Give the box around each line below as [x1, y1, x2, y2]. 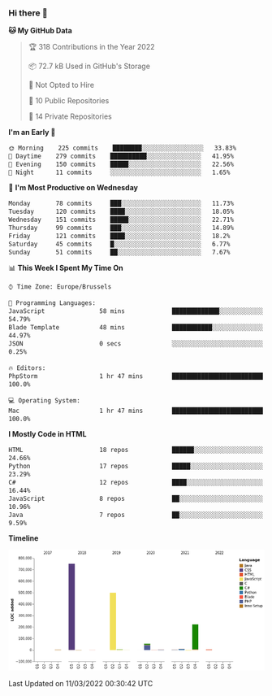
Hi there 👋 [8, 7, 49, 19]
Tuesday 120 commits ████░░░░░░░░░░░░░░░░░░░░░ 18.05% [8, 207, 234, 216]
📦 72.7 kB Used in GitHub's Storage [28, 61, 150, 72]
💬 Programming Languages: [8, 299, 96, 307]
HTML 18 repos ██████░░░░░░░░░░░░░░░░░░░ [8, 446, 264, 455]
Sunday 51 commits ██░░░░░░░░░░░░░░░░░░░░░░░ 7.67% [8, 248, 231, 257]
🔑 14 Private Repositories [28, 111, 112, 121]
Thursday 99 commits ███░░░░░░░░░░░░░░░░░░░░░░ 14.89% [8, 224, 234, 233]
